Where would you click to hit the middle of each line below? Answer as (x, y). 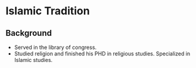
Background (29, 33)
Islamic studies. (33, 60)
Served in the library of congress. (55, 47)
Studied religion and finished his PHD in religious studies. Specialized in (102, 54)
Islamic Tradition (48, 11)
